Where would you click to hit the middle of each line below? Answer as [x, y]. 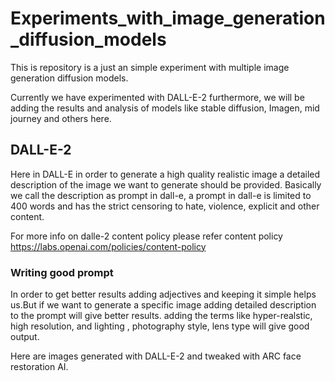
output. [25, 337]
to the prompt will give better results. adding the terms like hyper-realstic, [161, 316]
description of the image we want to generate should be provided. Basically [166, 184]
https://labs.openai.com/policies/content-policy [108, 246]
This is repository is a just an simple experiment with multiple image [150, 67]
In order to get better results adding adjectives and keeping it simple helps [163, 294]
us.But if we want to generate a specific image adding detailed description [163, 305]
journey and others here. [61, 118]
